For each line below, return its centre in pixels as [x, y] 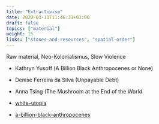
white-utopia [31, 103]
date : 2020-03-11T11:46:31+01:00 [48, 17]
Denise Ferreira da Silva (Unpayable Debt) [67, 80]
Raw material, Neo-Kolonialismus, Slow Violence [66, 57]
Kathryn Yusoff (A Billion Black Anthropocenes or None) [84, 68]
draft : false [22, 23]
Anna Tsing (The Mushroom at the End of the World [79, 91]
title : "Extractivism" [34, 12]
